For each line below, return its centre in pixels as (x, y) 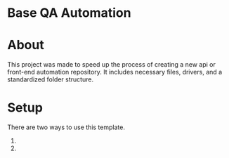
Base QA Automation (69, 13)
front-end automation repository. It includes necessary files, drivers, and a (115, 72)
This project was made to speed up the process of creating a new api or (112, 65)
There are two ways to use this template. (66, 127)
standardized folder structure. (50, 79)
